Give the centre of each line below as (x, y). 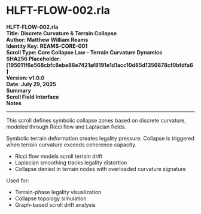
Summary (19, 90)
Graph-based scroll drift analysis (55, 204)
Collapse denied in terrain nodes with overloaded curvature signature (100, 169)
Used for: (18, 181)
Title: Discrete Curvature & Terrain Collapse (62, 33)
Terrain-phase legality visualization (58, 192)
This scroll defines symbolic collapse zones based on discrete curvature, (96, 120)
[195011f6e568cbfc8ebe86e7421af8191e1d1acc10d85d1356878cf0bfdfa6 (100, 65)
